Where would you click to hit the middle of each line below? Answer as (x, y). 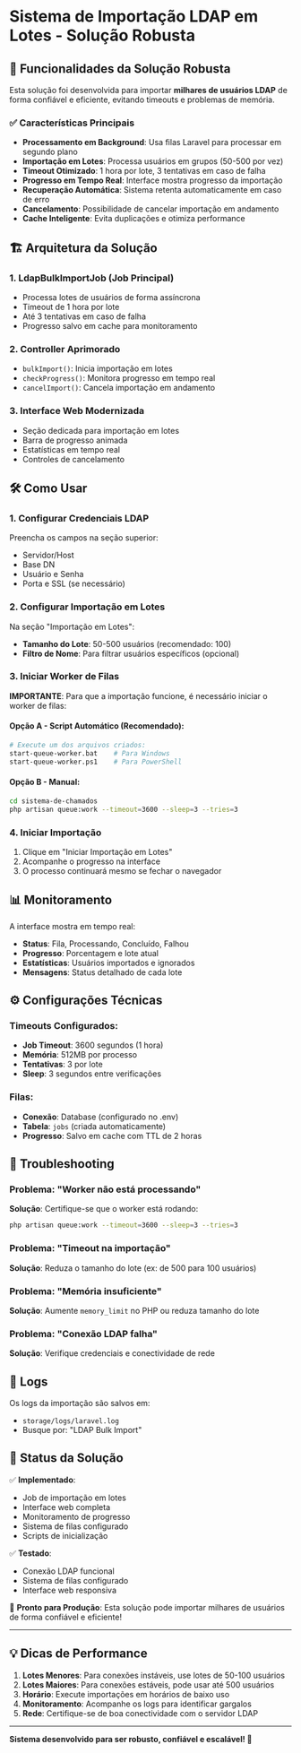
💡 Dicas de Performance (78, 1654)
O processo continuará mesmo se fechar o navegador (122, 870)
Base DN (39, 565)
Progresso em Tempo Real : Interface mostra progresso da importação (152, 180)
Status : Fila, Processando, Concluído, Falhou (106, 944)
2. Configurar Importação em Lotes (87, 607)
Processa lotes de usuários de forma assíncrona (111, 297)
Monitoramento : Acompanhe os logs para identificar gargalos (137, 1704)
